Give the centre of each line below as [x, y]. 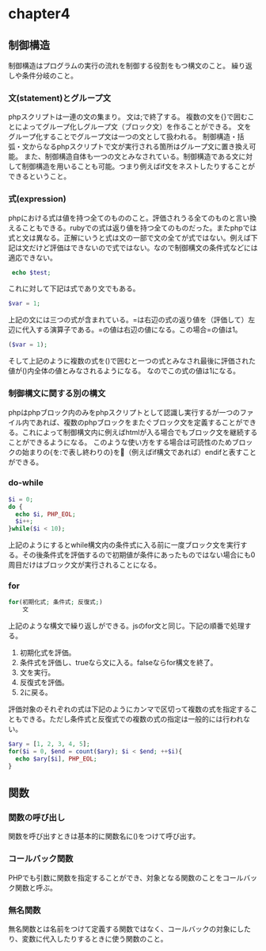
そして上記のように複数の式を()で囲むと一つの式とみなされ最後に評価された [132, 361]
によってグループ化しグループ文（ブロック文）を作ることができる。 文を [133, 127]
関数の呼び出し [37, 818]
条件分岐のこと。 [49, 75]
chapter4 [39, 14]
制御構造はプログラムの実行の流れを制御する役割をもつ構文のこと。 [119, 65]
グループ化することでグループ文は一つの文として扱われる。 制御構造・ [123, 137]
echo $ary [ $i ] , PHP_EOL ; [56, 759]
